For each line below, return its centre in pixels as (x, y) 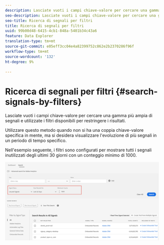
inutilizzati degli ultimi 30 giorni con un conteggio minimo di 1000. (71, 155)
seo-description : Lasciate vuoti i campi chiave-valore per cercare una (81, 15)
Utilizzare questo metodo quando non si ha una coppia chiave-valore (74, 130)
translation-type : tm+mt (30, 41)
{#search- (137, 92)
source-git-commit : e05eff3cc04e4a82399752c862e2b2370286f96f (70, 46)
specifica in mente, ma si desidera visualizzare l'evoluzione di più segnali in (81, 135)
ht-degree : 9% (20, 62)
